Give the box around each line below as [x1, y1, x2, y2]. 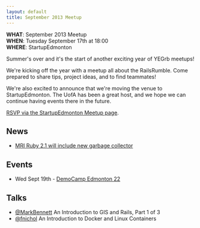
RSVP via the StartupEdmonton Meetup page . [6, 109, 119, 116]
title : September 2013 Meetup [6, 14, 82, 20]
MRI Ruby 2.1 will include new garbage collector [14, 142, 133, 150]
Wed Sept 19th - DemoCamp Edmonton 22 [14, 175, 121, 183]
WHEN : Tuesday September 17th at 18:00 [6, 37, 109, 44]
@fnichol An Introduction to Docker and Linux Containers [14, 215, 157, 222]
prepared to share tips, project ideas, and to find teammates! [6, 73, 156, 80]
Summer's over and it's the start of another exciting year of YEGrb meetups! [6, 55, 195, 62]
